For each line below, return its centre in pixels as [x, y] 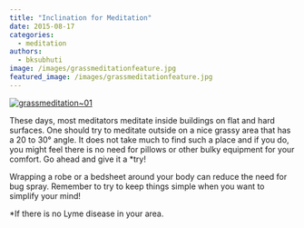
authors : [26, 52]
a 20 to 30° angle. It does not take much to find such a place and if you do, [149, 139]
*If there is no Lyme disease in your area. [87, 213]
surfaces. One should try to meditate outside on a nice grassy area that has [150, 130]
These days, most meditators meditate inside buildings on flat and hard [142, 120]
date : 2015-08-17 [42, 26]
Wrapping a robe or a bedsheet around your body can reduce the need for [148, 176]
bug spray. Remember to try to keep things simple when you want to [137, 186]
